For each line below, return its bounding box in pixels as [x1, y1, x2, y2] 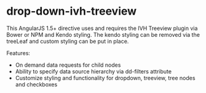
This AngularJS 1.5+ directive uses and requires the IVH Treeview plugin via [6, 24, 198, 32]
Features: [6, 49, 31, 56]
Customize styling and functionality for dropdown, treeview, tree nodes [15, 74, 196, 81]
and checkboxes [15, 81, 58, 88]
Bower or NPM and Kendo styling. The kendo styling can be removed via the [6, 31, 200, 38]
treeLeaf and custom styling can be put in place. [6, 37, 129, 45]
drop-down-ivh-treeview [6, 4, 137, 18]
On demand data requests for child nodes [15, 61, 121, 69]
